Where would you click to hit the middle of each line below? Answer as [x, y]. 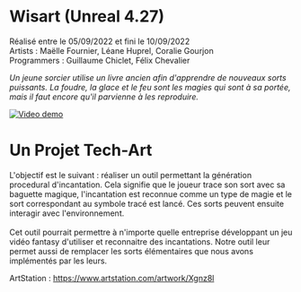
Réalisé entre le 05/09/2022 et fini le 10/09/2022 [100, 41]
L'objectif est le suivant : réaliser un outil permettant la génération [131, 175]
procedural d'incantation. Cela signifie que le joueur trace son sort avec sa [147, 185]
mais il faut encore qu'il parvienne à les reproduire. [104, 97]
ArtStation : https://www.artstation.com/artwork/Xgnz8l [112, 278]
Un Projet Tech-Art [81, 150]
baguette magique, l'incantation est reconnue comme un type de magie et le [150, 193]
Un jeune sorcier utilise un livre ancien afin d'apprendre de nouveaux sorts [148, 77]
